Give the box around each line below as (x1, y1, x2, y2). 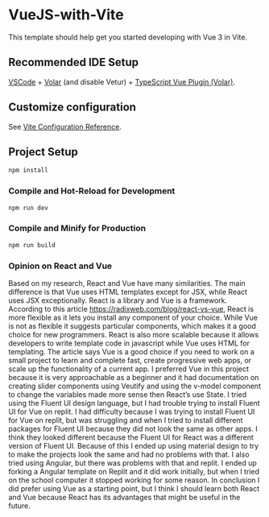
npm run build (8, 241, 56, 249)
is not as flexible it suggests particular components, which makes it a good (8, 321, 256, 331)
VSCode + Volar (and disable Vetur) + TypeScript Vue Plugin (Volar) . (8, 77, 236, 86)
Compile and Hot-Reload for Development (8, 185, 176, 196)
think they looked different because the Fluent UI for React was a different (8, 432, 254, 442)
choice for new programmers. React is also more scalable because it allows (8, 329, 259, 339)
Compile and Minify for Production (8, 223, 147, 234)
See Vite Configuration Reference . (8, 122, 122, 131)
